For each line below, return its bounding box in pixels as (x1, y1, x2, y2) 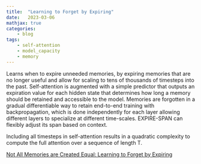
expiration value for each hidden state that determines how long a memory (6, 89, 191, 96)
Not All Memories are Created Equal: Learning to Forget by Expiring (6, 151, 173, 158)
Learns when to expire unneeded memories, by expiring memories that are (6, 70, 191, 77)
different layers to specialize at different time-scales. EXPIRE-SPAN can (6, 115, 183, 122)
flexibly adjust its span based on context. (6, 121, 108, 128)
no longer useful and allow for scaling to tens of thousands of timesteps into (6, 76, 195, 84)
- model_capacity (17, 48, 61, 54)
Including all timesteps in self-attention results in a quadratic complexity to (6, 133, 190, 140)
